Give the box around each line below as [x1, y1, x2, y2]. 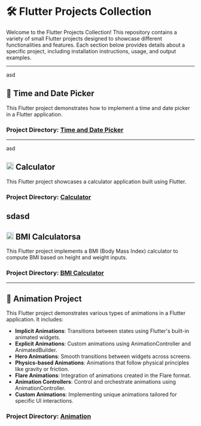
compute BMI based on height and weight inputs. [6, 253, 127, 260]
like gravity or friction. [14, 366, 69, 373]
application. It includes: [6, 316, 64, 323]
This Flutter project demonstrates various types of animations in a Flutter [6, 309, 186, 317]
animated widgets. [14, 334, 61, 341]
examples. [6, 54, 32, 61]
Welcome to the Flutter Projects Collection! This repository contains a [6, 28, 178, 36]
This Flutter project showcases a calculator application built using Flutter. [6, 177, 187, 185]
